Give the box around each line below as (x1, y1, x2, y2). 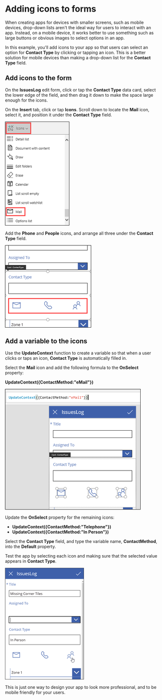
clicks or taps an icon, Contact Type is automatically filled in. (5, 355, 127, 361)
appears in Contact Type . (5, 558, 57, 564)
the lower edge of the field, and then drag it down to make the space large (5, 92, 154, 98)
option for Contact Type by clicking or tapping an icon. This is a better (5, 50, 146, 55)
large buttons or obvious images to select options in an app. (5, 35, 125, 41)
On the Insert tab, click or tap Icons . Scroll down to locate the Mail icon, (5, 106, 149, 112)
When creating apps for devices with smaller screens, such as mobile (5, 19, 144, 25)
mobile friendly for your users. (5, 689, 65, 695)
